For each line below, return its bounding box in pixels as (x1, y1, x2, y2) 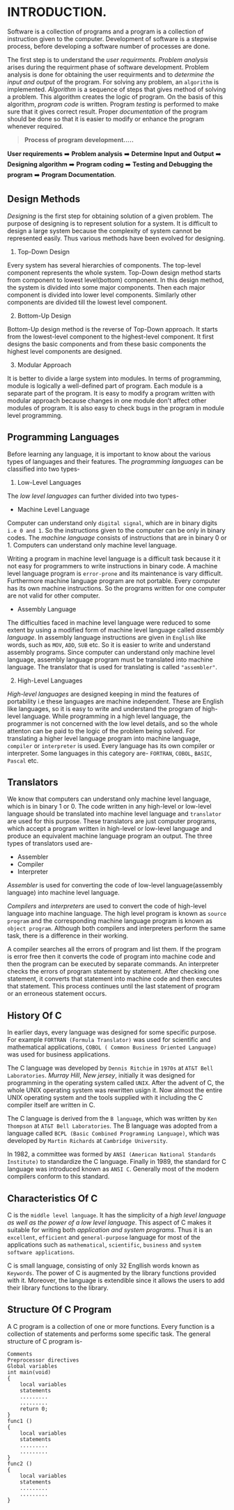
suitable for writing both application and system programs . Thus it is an (7, 1226, 212, 1233)
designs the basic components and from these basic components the (7, 339, 207, 348)
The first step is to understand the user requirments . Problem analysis (7, 55, 209, 63)
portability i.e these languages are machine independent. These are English (7, 697, 224, 706)
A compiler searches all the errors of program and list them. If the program (7, 945, 221, 954)
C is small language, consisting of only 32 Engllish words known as (7, 1261, 200, 1270)
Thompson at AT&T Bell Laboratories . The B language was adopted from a (7, 1122, 218, 1130)
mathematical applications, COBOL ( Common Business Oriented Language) (7, 1043, 217, 1052)
